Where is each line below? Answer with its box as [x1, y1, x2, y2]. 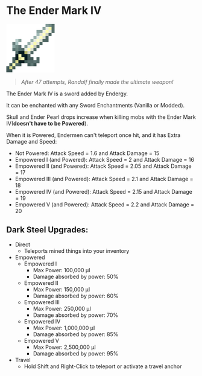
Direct [14, 241, 31, 248]
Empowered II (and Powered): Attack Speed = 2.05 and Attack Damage [14, 162, 192, 170]
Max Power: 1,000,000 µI [33, 324, 95, 331]
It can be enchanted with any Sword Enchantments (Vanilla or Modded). [6, 101, 185, 109]
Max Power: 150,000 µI [33, 285, 90, 293]
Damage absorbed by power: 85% [33, 330, 119, 338]
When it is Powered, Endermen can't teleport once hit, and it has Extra [6, 131, 181, 139]
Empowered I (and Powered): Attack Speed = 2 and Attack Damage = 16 [14, 156, 195, 163]
